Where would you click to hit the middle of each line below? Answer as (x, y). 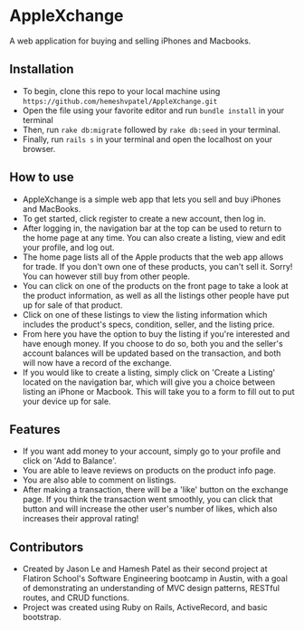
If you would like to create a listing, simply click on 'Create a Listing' (149, 372)
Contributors (47, 547)
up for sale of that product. (72, 305)
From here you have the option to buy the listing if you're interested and (156, 334)
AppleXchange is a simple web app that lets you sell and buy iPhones (152, 199)
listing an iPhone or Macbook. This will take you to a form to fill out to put (158, 391)
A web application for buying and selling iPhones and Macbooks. (130, 41)
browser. (39, 148)
